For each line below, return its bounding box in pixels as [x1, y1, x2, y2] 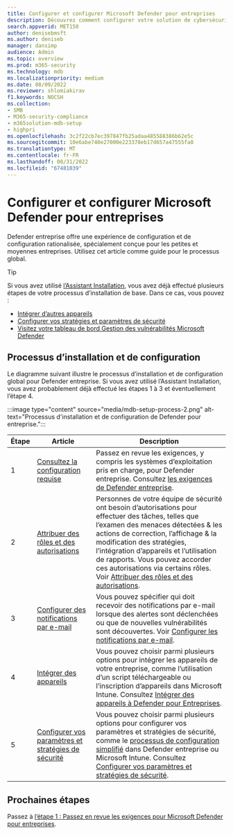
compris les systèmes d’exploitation [96, 457, 213, 466]
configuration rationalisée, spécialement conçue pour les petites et [7, 240, 198, 248]
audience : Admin [7, 49, 54, 56]
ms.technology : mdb [7, 68, 64, 75]
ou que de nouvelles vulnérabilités [96, 618, 208, 628]
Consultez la [37, 457, 78, 466]
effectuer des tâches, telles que [96, 511, 199, 521]
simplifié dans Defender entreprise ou [96, 744, 219, 754]
